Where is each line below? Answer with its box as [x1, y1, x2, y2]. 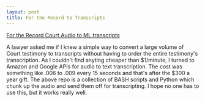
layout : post [6, 9, 40, 15]
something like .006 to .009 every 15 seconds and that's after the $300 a [6, 69, 190, 76]
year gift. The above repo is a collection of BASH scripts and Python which [6, 76, 195, 83]
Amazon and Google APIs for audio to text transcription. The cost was [6, 62, 182, 70]
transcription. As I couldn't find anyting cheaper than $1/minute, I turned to [6, 56, 195, 64]
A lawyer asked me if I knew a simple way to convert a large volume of [6, 43, 184, 51]
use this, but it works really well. [6, 89, 88, 96]
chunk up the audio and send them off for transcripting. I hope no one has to [6, 82, 199, 89]
